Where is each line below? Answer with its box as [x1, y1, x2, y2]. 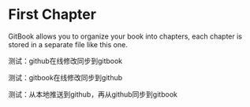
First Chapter [8, 6, 97, 24]
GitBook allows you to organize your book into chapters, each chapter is [8, 31, 243, 41]
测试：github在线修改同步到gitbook [8, 56, 123, 65]
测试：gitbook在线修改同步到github [8, 72, 123, 82]
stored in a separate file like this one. [8, 39, 128, 49]
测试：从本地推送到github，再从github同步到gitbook [8, 89, 177, 99]
